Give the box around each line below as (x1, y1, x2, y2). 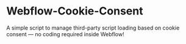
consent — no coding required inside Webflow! (6, 30, 124, 37)
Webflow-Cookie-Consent (6, 4, 143, 18)
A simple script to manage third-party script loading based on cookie (6, 24, 180, 31)
